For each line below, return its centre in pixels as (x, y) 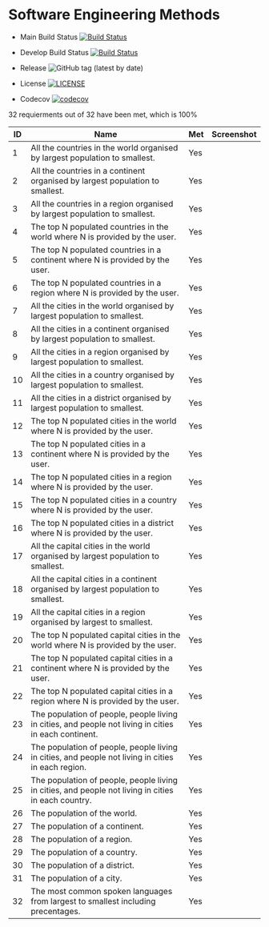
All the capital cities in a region (88, 612)
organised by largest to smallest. (92, 622)
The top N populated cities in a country (104, 500)
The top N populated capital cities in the (106, 635)
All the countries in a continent (88, 171)
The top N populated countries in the (100, 227)
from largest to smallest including (93, 901)
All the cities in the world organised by (102, 306)
